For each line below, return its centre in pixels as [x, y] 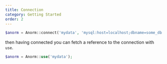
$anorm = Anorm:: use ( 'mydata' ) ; [39, 57]
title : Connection [24, 10]
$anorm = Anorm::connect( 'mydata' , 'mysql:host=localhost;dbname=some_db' [85, 33]
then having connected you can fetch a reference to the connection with [80, 42]
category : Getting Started [33, 14]
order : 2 [14, 19]
